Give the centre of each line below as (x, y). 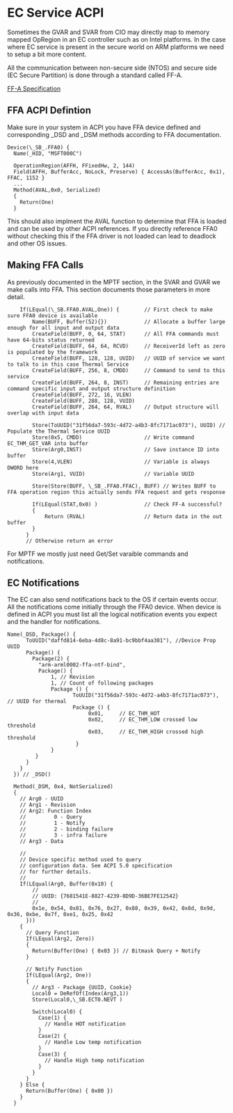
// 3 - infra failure (64, 835)
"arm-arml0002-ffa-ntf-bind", (82, 665)
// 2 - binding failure (66, 829)
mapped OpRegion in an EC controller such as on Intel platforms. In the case (116, 39)
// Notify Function (54, 969)
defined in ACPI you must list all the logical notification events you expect (112, 614)
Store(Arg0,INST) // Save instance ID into (126, 449)
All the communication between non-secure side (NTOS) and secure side (112, 67)
